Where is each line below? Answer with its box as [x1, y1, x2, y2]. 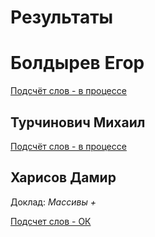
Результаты [10, 6, 114, 29]
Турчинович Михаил [10, 114, 146, 131]
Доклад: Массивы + [10, 196, 97, 208]
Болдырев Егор [10, 52, 145, 75]
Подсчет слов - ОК [10, 215, 92, 227]
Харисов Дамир [10, 169, 117, 186]
